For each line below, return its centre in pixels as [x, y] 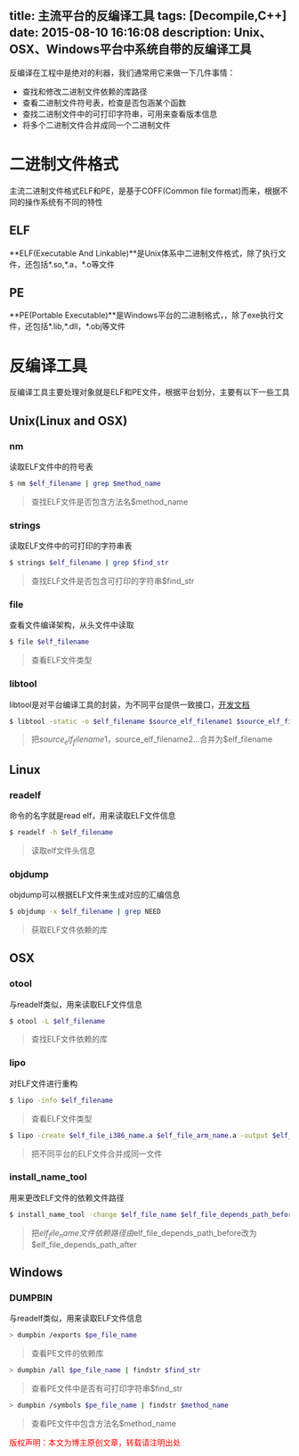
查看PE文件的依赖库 [67, 1353]
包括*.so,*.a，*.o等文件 [74, 264]
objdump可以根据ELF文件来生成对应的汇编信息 [95, 895]
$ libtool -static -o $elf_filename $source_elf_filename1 [121, 721]
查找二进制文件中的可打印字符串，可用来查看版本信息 [120, 113]
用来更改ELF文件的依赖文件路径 [67, 1197]
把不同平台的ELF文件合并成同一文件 [97, 1154]
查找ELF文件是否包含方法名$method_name [109, 501]
